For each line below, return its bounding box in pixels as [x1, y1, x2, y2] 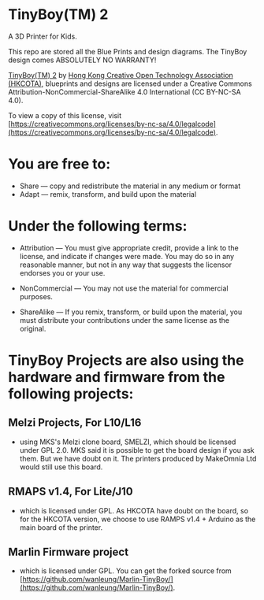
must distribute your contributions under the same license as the [19, 315, 230, 324]
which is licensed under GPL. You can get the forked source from [19, 566, 232, 576]
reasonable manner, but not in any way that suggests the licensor [19, 260, 232, 269]
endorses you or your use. [19, 268, 106, 277]
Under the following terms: [8, 217, 188, 235]
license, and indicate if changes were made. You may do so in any [19, 251, 235, 261]
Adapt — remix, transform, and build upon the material [19, 189, 197, 198]
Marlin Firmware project [8, 546, 128, 559]
